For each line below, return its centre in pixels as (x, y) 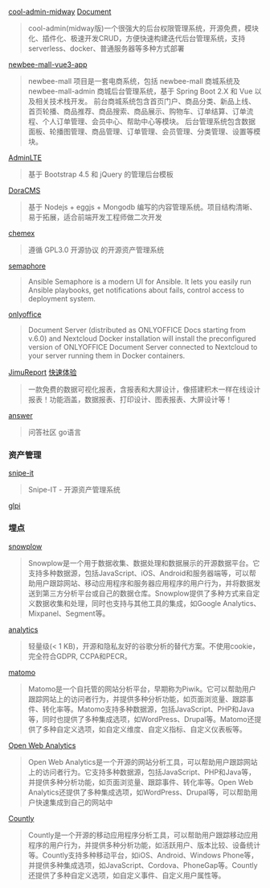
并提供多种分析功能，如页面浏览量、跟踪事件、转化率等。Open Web (141, 782)
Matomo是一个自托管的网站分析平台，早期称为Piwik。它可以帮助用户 (142, 689)
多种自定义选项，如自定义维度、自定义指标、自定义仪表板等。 (144, 729)
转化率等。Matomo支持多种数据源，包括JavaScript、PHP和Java (148, 709)
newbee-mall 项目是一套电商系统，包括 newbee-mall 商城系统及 (134, 81)
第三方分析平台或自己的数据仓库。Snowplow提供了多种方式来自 (147, 593)
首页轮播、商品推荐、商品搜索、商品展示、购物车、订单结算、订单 (137, 111)
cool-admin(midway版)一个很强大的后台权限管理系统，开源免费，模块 (143, 28)
